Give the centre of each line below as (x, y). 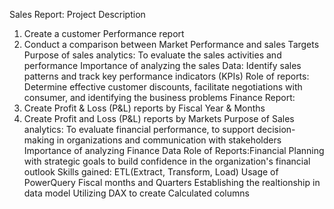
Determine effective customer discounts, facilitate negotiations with (163, 87)
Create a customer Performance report (104, 33)
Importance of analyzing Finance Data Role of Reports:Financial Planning (174, 150)
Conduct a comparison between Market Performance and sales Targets (171, 44)
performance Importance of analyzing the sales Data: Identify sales (162, 65)
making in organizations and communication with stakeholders (152, 140)
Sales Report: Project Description (77, 14)
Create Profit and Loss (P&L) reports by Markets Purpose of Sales (159, 118)
